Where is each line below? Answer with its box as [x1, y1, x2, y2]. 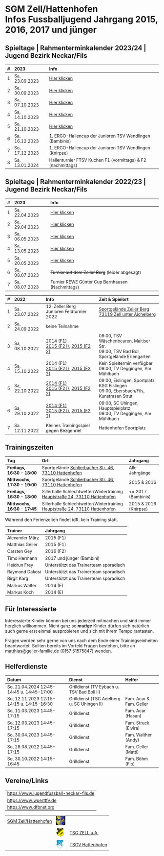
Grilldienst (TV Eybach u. [69, 684, 120, 690]
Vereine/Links [5, 777, 49, 785]
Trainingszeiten [5, 443, 54, 452]
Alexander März [7, 535, 39, 541]
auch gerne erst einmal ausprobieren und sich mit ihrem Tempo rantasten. [5, 628, 154, 634]
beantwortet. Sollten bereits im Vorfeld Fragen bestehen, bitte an [5, 643, 136, 649]
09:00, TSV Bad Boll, [99, 348, 141, 354]
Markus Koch [7, 589, 34, 595]
